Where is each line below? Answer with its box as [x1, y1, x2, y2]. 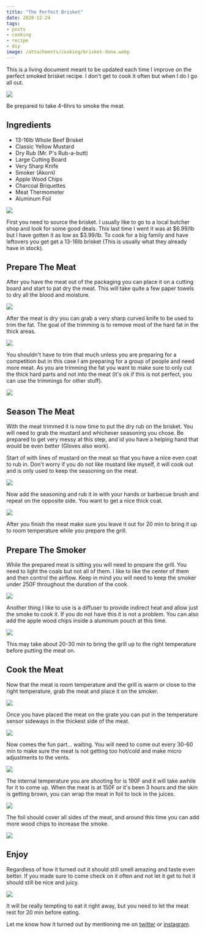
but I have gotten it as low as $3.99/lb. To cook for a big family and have [6, 231, 188, 239]
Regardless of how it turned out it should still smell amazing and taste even [6, 865, 195, 873]
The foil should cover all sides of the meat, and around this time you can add [6, 813, 199, 821]
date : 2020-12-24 [6, 15, 51, 21]
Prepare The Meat [6, 262, 76, 272]
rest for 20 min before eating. [6, 908, 81, 916]
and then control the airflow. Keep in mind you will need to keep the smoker [6, 574, 197, 581]
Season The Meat [6, 406, 75, 417]
